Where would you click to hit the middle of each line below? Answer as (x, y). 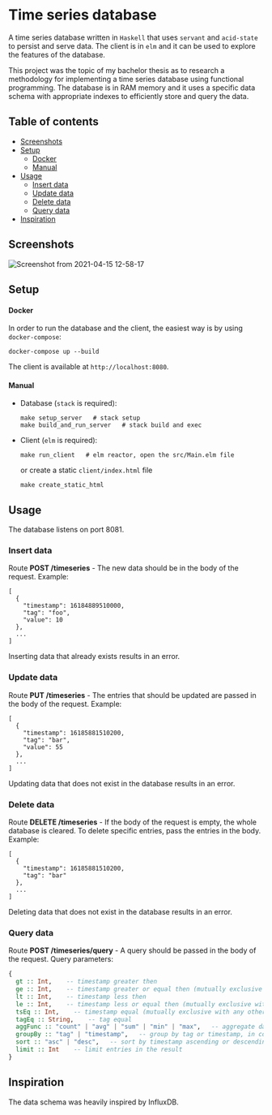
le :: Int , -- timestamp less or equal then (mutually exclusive (134, 1004)
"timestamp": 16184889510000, (74, 606)
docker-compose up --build (54, 352)
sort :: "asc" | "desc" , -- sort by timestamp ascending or (123, 1042)
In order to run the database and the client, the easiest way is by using (125, 328)
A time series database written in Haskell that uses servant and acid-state (133, 37)
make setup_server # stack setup (80, 418)
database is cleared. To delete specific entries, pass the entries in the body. (135, 831)
